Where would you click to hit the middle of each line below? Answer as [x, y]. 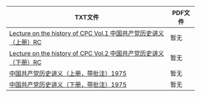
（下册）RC [25, 62]
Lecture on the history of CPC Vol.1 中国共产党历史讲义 [87, 33]
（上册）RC [25, 42]
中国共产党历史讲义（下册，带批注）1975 [68, 85]
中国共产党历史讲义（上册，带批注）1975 [68, 73]
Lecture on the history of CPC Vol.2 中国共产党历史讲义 [87, 53]
